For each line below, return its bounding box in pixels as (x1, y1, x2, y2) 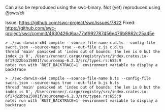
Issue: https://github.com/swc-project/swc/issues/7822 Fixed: (5, 20, 136, 25)
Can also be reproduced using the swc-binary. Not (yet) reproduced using (5, 5, 160, 10)
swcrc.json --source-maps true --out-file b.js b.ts (5, 80, 119, 86)
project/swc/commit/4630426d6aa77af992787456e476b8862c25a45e (5, 31, 155, 36)
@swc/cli (5, 10, 24, 16)
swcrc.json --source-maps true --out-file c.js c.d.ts (5, 45, 124, 50)
